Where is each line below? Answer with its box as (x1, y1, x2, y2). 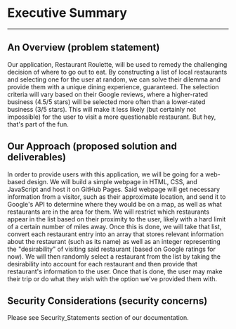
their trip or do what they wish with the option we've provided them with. (7, 274, 218, 283)
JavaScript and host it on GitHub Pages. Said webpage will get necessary (7, 185, 220, 193)
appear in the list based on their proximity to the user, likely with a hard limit (7, 214, 226, 223)
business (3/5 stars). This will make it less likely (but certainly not (7, 105, 197, 113)
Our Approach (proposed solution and (7, 141, 177, 153)
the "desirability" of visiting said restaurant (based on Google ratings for (7, 245, 216, 253)
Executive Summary (7, 5, 128, 21)
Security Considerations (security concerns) (7, 295, 208, 307)
